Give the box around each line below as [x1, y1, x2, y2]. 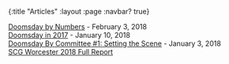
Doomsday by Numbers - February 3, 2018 [8, 22, 148, 31]
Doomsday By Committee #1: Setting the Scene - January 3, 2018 [8, 39, 221, 48]
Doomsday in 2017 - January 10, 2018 [8, 31, 130, 40]
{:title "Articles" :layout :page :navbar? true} [8, 7, 150, 16]
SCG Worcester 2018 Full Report [8, 47, 113, 56]
